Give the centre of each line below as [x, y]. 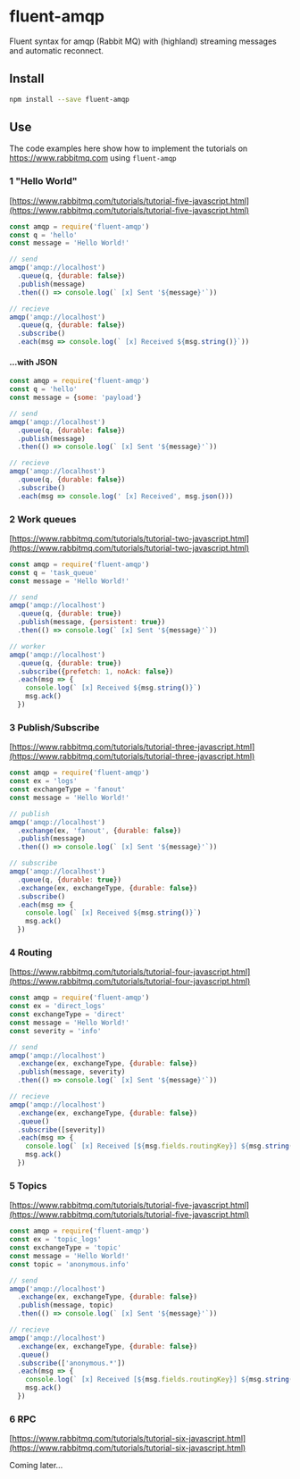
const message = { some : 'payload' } [75, 398]
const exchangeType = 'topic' [66, 1248]
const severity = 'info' [55, 1031]
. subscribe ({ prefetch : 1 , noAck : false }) [96, 672]
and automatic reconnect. [57, 50]
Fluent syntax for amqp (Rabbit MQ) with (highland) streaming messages [143, 41]
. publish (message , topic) [66, 1306]
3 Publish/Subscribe [54, 727]
